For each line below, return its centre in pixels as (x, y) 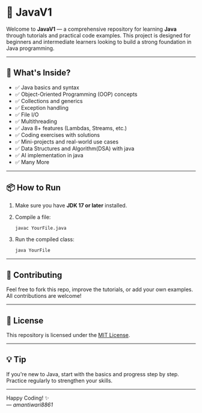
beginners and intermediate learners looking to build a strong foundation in (99, 42)
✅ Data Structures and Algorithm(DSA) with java (75, 148)
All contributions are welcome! (44, 296)
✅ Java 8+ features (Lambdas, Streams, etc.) (71, 128)
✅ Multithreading (36, 121)
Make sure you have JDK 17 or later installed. (71, 205)
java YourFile (32, 251)
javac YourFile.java (41, 228)
